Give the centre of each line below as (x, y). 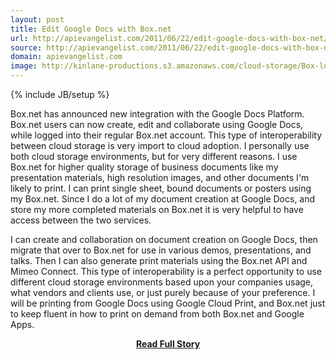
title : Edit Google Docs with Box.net (91, 29)
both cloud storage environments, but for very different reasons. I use (154, 156)
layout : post (37, 19)
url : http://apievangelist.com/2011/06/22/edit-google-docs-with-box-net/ (169, 38)
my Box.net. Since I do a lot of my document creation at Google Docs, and (163, 199)
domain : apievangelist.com (66, 57)
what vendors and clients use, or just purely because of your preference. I (163, 292)
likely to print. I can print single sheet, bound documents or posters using (161, 188)
